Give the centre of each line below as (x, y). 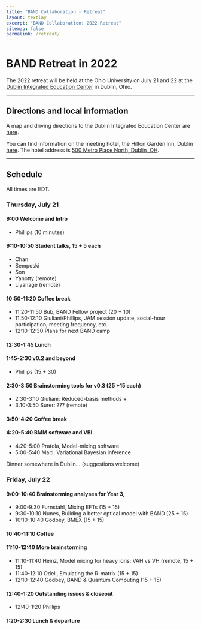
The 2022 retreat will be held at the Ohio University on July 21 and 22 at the (99, 80)
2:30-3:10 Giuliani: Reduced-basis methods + (71, 399)
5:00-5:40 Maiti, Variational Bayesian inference (73, 452)
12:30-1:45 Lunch (29, 344)
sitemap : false (25, 28)
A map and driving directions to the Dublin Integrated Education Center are (98, 125)
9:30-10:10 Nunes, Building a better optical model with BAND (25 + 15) (101, 514)
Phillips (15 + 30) (36, 372)
